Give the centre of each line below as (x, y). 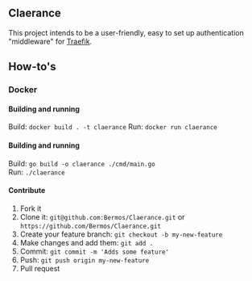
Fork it (31, 208)
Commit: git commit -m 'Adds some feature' (95, 251)
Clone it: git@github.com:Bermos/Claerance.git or (102, 216)
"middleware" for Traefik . (50, 41)
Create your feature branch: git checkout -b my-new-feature (121, 234)
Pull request (40, 268)
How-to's (32, 67)
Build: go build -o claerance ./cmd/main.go (82, 163)
